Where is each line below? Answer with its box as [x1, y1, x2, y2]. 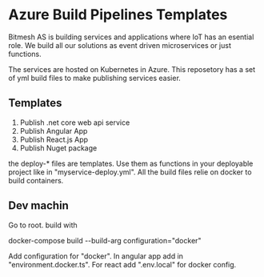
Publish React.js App [19, 134, 89, 144]
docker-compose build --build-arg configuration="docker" [8, 235, 202, 245]
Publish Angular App [19, 126, 88, 135]
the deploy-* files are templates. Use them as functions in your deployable [8, 159, 254, 168]
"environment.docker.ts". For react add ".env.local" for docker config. [8, 259, 237, 269]
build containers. [8, 175, 64, 185]
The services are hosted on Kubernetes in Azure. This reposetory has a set [8, 64, 256, 74]
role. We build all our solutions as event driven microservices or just [8, 40, 232, 50]
